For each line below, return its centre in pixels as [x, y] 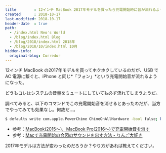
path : [11, 28]
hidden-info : [19, 51]
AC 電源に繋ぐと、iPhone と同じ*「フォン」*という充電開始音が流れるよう [81, 76]
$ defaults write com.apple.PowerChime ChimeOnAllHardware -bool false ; [82, 119]
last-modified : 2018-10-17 [33, 19]
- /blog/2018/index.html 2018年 [42, 42]
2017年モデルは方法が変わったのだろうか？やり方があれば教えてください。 [81, 146]
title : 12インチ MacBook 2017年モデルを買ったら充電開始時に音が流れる [81, 10]
